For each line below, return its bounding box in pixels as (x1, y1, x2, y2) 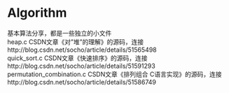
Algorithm (7, 5, 67, 21)
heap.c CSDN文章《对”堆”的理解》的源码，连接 (7, 37, 144, 46)
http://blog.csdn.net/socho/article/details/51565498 (7, 45, 157, 54)
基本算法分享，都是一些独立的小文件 (7, 29, 112, 37)
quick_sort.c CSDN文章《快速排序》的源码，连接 (7, 54, 148, 62)
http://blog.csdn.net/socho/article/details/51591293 (7, 62, 155, 70)
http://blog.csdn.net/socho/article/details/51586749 (7, 78, 156, 86)
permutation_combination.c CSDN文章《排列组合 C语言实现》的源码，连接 (7, 70, 222, 78)
